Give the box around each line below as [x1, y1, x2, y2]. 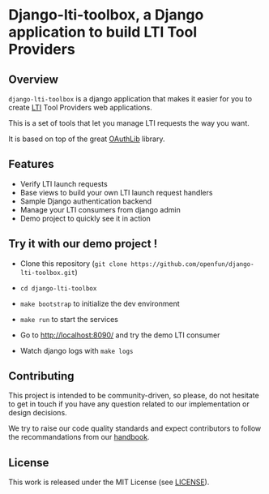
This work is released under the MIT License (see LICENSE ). [8, 477, 210, 488]
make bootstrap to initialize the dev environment [19, 299, 180, 308]
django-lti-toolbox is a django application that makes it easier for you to [8, 94, 253, 103]
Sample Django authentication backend [19, 196, 152, 206]
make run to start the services [19, 314, 119, 324]
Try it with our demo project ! [8, 237, 158, 251]
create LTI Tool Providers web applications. [8, 103, 152, 112]
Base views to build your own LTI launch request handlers [19, 187, 213, 197]
